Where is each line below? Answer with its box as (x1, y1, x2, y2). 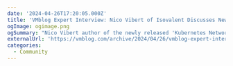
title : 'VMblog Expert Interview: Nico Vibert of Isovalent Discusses (7, 16, 216, 23)
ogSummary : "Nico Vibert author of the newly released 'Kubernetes (7, 29, 207, 36)
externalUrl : (7, 36, 45, 43)
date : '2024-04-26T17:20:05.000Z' (7, 10, 107, 17)
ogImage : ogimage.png (7, 23, 70, 30)
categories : (7, 42, 42, 49)
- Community (13, 49, 49, 56)
